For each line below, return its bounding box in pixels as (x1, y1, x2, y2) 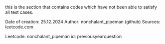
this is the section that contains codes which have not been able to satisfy (5, 4, 157, 10)
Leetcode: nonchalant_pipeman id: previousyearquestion (5, 34, 122, 39)
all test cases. (5, 9, 34, 15)
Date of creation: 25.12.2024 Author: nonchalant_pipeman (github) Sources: (5, 19, 161, 24)
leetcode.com (5, 24, 33, 30)
